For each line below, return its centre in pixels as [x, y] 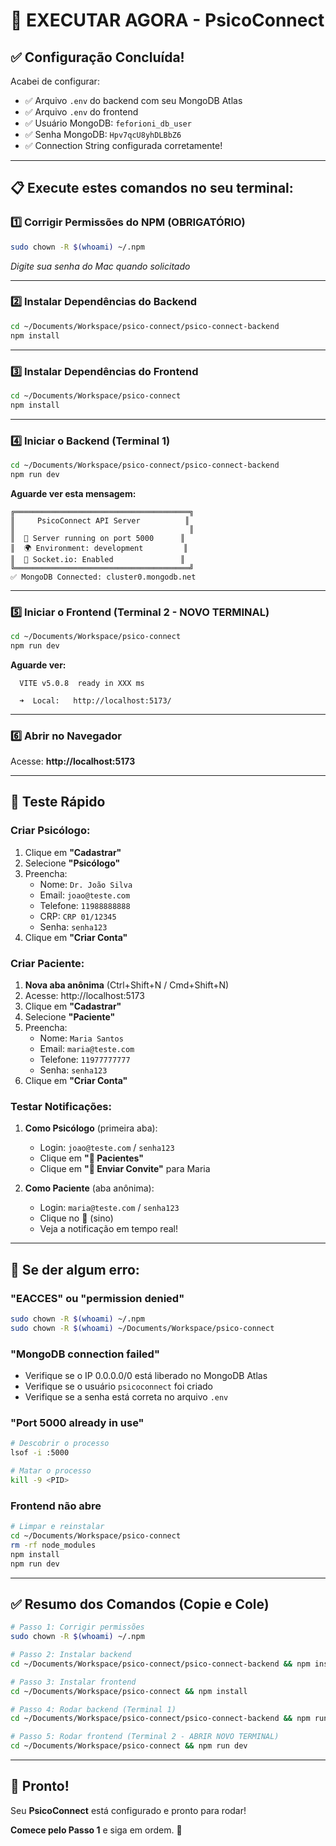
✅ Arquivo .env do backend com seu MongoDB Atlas [133, 100]
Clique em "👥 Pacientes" [92, 1158]
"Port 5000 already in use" [77, 1422]
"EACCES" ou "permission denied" [97, 1298]
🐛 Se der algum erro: [75, 1269]
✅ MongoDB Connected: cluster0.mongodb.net [103, 577]
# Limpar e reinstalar [57, 1527]
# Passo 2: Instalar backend [71, 1655]
